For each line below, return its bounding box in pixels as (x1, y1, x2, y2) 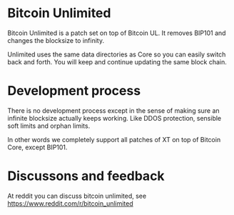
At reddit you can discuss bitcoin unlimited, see (7, 191, 147, 200)
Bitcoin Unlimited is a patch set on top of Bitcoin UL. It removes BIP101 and (7, 29, 226, 37)
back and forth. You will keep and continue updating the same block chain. (7, 57, 227, 66)
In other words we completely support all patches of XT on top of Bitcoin (7, 135, 221, 144)
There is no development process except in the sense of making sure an (7, 106, 220, 115)
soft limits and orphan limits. (7, 121, 91, 130)
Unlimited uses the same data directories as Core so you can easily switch (7, 50, 226, 59)
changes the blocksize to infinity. (7, 36, 105, 44)
